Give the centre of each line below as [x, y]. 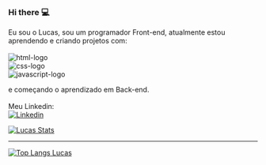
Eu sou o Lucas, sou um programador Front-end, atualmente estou [117, 32]
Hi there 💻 [29, 12]
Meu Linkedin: [31, 107]
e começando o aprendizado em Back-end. [79, 90]
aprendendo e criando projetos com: [68, 41]
